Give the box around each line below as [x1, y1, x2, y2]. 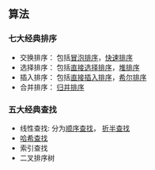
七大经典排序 [8, 33, 58, 44]
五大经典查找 [8, 104, 58, 115]
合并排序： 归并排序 [19, 82, 85, 92]
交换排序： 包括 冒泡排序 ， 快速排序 [19, 52, 133, 62]
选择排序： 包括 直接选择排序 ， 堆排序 [19, 62, 140, 72]
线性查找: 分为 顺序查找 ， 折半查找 [19, 123, 130, 133]
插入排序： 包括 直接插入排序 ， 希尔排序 [19, 72, 147, 81]
